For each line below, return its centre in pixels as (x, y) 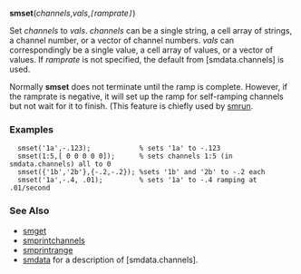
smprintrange (48, 250)
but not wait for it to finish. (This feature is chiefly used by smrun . (131, 106)
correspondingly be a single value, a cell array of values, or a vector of (141, 50)
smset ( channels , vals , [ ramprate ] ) (73, 13)
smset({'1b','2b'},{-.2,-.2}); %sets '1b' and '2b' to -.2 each (141, 172)
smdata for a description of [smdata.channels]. (110, 259)
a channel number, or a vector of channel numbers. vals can (122, 40)
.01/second (30, 188)
